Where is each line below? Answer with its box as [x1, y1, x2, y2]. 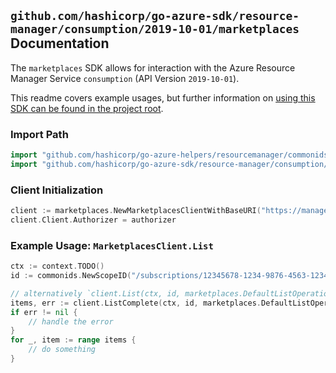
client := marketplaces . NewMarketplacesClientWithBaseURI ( [10, 206, 262, 216]
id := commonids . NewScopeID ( [10, 271, 132, 281]
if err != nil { [10, 307, 78, 317]
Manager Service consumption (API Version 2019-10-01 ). [10, 72, 240, 84]
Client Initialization [10, 183, 104, 197]
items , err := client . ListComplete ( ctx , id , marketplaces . [10, 298, 262, 308]
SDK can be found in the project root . [10, 102, 164, 114]
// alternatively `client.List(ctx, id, [10, 288, 182, 299]
